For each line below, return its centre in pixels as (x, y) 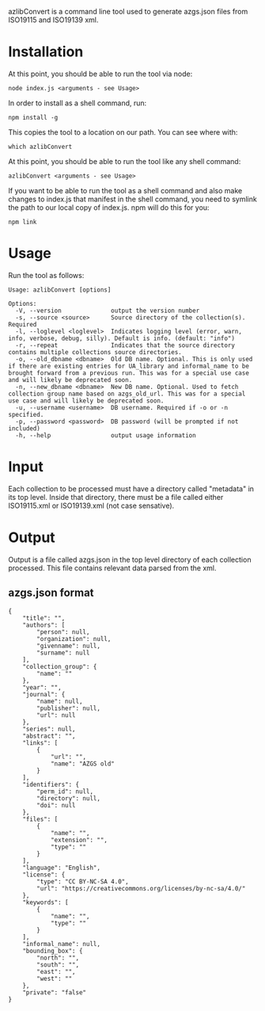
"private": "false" (55, 992)
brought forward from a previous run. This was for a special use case (129, 373)
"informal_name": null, (62, 944)
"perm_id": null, (65, 792)
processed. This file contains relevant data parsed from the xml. (112, 568)
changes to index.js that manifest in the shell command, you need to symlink (132, 199)
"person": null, (63, 632)
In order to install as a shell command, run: (78, 103)
